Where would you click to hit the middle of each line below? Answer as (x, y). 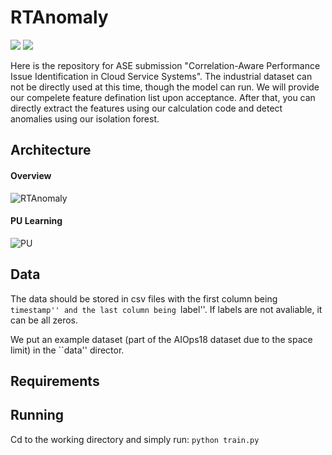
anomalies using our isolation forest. (85, 118)
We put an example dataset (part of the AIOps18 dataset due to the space (161, 339)
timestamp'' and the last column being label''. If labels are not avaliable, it (166, 309)
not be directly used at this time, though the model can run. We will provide (165, 87)
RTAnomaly (59, 17)
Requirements (55, 381)
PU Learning (36, 221)
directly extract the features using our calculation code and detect (146, 108)
